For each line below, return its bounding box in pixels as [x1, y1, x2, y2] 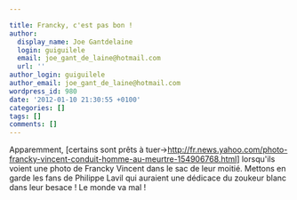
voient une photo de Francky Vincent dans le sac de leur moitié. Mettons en [9, 164, 286, 174]
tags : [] [9, 112, 42, 121]
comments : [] [9, 120, 58, 129]
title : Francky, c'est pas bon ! [9, 20, 133, 29]
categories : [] [9, 103, 66, 112]
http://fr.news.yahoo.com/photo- [167, 144, 288, 156]
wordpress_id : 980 [9, 86, 77, 96]
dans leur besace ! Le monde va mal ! [9, 182, 147, 193]
